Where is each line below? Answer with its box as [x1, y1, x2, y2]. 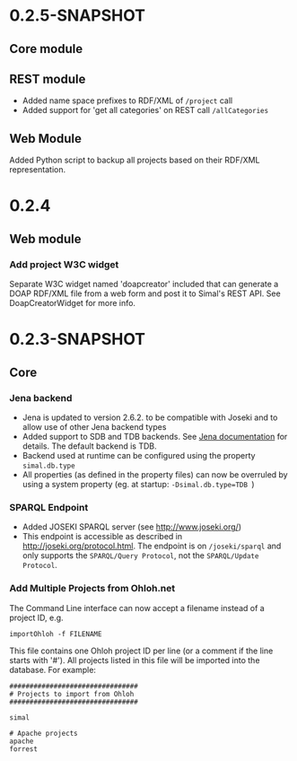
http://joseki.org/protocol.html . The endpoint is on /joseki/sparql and [22, 540, 282, 552]
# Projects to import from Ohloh [9, 689, 135, 698]
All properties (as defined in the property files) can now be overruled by [22, 468, 289, 480]
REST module [9, 71, 86, 86]
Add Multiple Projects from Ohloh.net [9, 582, 176, 595]
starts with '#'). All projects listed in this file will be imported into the [9, 654, 260, 665]
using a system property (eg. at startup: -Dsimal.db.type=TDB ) [22, 478, 255, 489]
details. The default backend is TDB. [22, 441, 157, 451]
